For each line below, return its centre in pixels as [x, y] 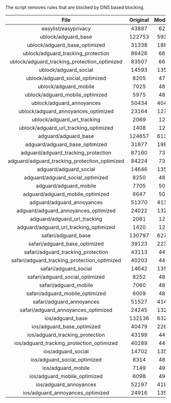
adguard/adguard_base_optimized [66, 144]
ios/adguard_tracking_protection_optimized [66, 343]
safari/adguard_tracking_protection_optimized [66, 260]
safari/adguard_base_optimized [66, 244]
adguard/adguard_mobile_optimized [66, 194]
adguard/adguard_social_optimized [66, 178]
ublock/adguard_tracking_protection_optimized [66, 62]
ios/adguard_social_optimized [66, 360]
